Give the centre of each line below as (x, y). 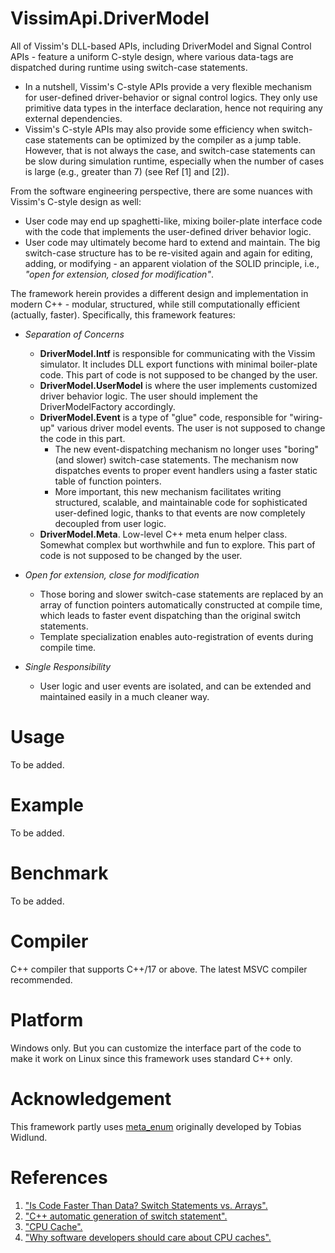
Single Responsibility (68, 666)
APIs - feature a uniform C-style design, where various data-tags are (152, 56)
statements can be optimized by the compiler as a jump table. (174, 139)
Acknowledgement (91, 1098)
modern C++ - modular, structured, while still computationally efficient (155, 304)
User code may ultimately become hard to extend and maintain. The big (172, 242)
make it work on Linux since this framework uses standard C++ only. (151, 1058)
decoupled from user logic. (110, 523)
